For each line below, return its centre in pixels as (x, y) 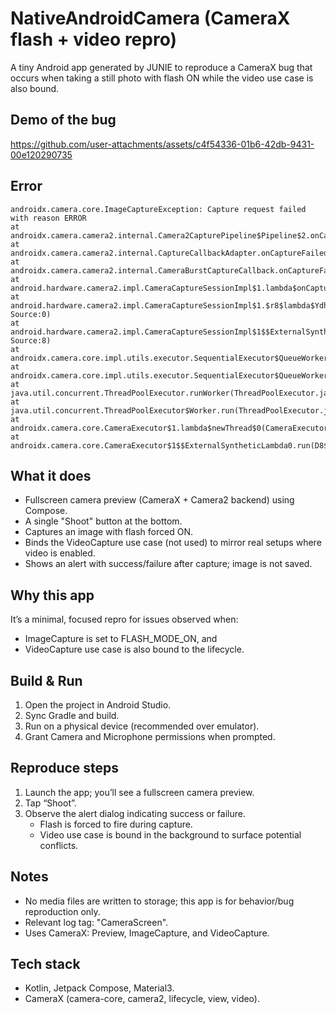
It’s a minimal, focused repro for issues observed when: (124, 619)
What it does (51, 475)
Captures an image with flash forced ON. (108, 532)
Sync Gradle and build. (72, 715)
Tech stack (45, 964)
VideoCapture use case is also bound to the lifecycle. (134, 649)
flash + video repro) (94, 39)
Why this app (52, 595)
